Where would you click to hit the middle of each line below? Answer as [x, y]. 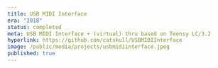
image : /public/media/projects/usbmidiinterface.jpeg [89, 47]
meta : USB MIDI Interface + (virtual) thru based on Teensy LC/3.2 [109, 34]
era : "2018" [25, 21]
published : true [31, 54]
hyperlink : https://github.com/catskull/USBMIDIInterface [95, 40]
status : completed [34, 27]
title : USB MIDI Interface [47, 14]
